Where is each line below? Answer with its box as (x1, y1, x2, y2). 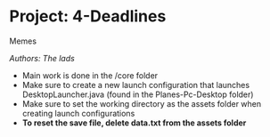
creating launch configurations (21, 108, 135, 118)
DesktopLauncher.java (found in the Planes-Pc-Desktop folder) (21, 89, 254, 100)
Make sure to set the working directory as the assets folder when (21, 98, 262, 109)
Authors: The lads (9, 52, 76, 63)
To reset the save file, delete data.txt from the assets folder (21, 117, 247, 128)
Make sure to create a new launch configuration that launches (21, 79, 250, 90)
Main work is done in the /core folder (21, 69, 159, 81)
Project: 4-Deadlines (9, 6, 167, 27)
